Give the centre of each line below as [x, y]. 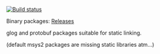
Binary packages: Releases [40, 21]
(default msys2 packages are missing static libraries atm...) [80, 45]
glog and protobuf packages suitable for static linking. [74, 33]
